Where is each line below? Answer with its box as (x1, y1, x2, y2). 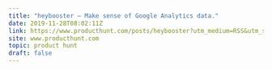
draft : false (8, 49, 53, 57)
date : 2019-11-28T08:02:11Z (8, 19, 104, 27)
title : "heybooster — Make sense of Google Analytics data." (8, 11, 219, 20)
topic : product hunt (8, 42, 79, 50)
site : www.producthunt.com (8, 34, 100, 43)
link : (8, 27, 27, 35)
